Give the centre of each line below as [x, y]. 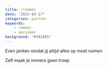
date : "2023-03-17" [25, 14]
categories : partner [26, 19]
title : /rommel [21, 10]
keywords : [15, 23]
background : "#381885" [28, 37]
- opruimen [25, 32]
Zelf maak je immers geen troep [37, 60]
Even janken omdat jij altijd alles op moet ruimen [54, 51]
